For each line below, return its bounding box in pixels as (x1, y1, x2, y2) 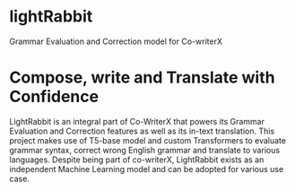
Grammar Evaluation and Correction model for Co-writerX (9, 36, 222, 47)
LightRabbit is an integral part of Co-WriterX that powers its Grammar (9, 116, 265, 126)
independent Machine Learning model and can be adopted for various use (9, 163, 284, 174)
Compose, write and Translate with (9, 67, 275, 88)
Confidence (9, 87, 100, 107)
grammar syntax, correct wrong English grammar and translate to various (9, 144, 281, 155)
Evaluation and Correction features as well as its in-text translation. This (9, 126, 275, 136)
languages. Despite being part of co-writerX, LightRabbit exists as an (9, 154, 265, 165)
